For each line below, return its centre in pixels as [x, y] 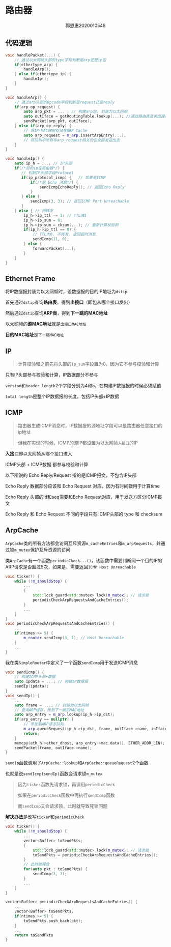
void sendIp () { [22, 696]
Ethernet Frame [31, 279]
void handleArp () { [26, 97]
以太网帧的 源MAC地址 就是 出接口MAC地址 [46, 324]
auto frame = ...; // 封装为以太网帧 [52, 705]
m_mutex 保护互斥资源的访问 [42, 550]
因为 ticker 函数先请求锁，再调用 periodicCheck [66, 785]
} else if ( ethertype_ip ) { [43, 74]
